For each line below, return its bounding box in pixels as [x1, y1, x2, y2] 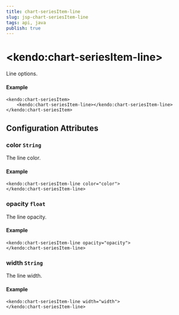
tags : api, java [6, 20, 46, 25]
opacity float [6, 200, 46, 208]
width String [6, 258, 43, 267]
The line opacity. [6, 213, 47, 220]
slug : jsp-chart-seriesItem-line [6, 14, 89, 20]
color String [6, 141, 41, 149]
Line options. [6, 70, 38, 77]
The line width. [6, 272, 43, 280]
